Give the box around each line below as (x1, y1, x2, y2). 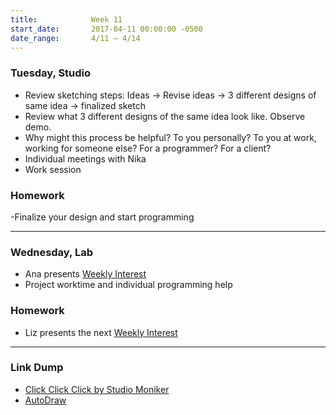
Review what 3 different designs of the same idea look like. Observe (24, 110, 306, 122)
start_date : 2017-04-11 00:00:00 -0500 (10, 24, 203, 34)
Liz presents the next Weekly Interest (24, 326, 178, 338)
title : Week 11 (10, 14, 123, 25)
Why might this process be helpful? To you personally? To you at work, (24, 131, 317, 143)
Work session (24, 163, 82, 175)
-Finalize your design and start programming (10, 211, 195, 223)
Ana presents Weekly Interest (24, 268, 147, 280)
